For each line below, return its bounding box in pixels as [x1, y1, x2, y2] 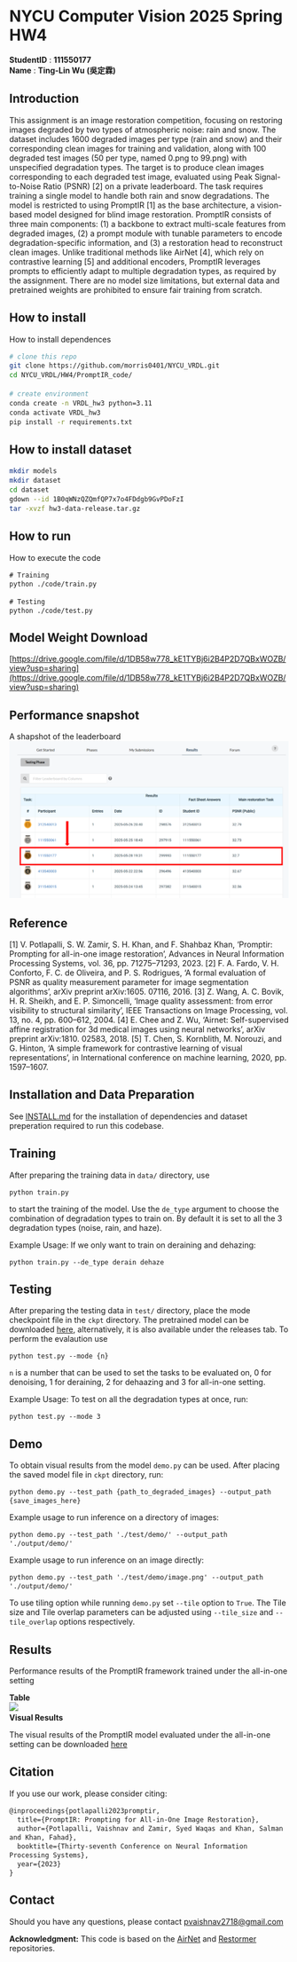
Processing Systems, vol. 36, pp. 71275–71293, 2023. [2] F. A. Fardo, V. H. [9, 958, 279, 968]
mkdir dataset [9, 477, 62, 485]
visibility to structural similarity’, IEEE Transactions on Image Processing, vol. [9, 1005, 288, 1015]
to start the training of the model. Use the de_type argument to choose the [9, 1203, 279, 1214]
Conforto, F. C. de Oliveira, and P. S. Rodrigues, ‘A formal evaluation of [9, 967, 266, 978]
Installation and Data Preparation [9, 1087, 195, 1102]
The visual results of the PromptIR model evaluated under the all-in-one [9, 1730, 271, 1740]
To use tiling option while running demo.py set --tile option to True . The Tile [9, 1597, 286, 1608]
